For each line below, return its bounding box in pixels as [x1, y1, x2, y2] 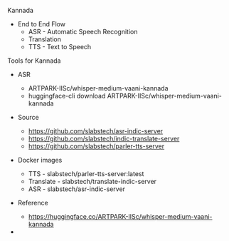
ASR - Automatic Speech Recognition [28, 28, 138, 36]
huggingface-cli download [28, 92, 106, 100]
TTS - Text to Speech [28, 43, 92, 51]
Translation [28, 35, 62, 43]
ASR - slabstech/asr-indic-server [28, 185, 126, 193]
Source [17, 113, 39, 121]
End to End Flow [17, 20, 66, 28]
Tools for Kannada [7, 56, 61, 65]
